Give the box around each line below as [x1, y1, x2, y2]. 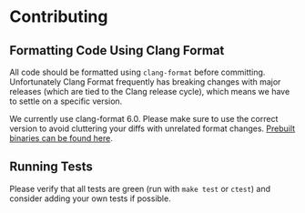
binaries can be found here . [9, 133, 114, 143]
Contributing [9, 6, 108, 27]
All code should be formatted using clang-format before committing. [9, 66, 266, 77]
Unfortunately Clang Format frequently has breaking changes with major [9, 76, 281, 87]
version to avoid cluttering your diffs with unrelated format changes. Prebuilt [9, 123, 296, 134]
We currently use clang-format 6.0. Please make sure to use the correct [9, 114, 279, 124]
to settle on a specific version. [9, 96, 123, 106]
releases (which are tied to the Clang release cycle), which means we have [9, 86, 290, 96]
